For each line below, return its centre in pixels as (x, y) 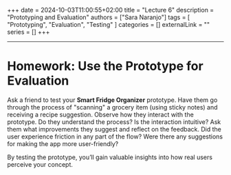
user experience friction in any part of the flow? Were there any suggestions (115, 136)
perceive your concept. (40, 164)
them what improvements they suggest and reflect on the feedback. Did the (114, 129)
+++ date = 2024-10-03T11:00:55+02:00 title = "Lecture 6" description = (111, 10)
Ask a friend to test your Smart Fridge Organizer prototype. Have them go (112, 100)
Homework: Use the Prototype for (106, 66)
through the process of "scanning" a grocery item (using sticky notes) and (112, 107)
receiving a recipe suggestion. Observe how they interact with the (100, 114)
